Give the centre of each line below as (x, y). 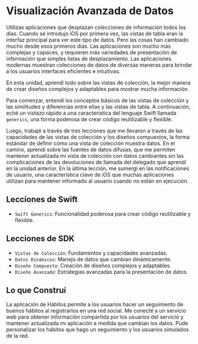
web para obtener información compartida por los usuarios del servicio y (95, 317)
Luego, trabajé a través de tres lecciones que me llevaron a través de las (95, 131)
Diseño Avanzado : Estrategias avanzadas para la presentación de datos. (101, 272)
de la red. (18, 336)
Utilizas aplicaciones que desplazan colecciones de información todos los (96, 27)
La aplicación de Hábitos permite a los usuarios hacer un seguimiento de (95, 304)
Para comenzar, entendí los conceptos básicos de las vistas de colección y (98, 100)
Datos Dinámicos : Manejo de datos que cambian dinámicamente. (93, 259)
